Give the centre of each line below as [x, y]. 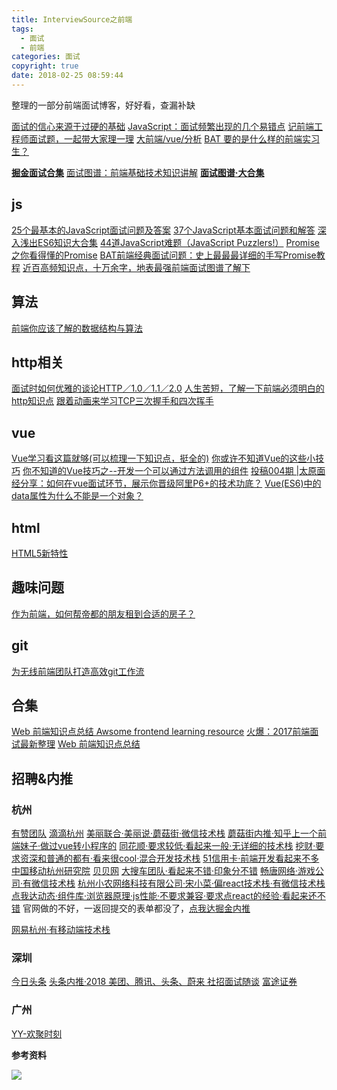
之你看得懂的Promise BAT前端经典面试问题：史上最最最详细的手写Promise [164, 255]
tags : [22, 29]
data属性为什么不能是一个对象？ [77, 496]
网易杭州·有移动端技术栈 [61, 930]
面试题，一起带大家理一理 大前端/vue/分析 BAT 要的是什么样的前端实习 [174, 138]
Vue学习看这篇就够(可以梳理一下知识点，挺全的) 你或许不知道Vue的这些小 [163, 458]
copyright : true [45, 66]
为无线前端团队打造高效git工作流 [78, 671]
